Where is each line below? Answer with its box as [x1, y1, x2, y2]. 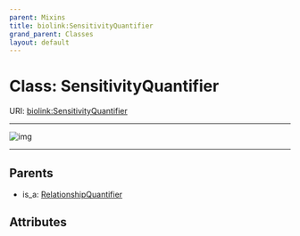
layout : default [9, 37, 70, 47]
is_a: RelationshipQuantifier [21, 189, 123, 199]
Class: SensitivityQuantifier [9, 77, 220, 96]
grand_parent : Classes [9, 29, 94, 38]
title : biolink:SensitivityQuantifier [9, 21, 154, 30]
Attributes [9, 215, 67, 230]
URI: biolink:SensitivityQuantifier [9, 106, 128, 117]
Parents [9, 166, 54, 181]
